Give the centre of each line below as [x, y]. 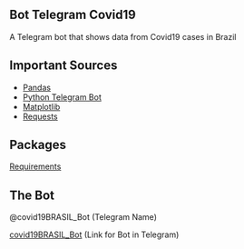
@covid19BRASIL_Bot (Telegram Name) [83, 217]
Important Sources [63, 66]
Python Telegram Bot [62, 97]
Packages [38, 145]
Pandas [37, 87]
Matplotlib [41, 106]
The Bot [32, 195]
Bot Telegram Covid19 [73, 15]
